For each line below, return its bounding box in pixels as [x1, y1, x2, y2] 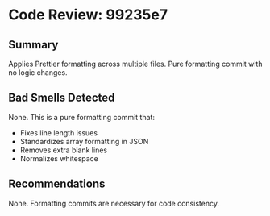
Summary [8, 38, 59, 52]
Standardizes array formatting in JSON [19, 136, 149, 146]
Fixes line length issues [19, 127, 98, 138]
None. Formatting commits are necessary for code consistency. [8, 198, 220, 208]
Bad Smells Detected [8, 91, 115, 105]
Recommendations [8, 177, 106, 191]
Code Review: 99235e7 [8, 6, 168, 24]
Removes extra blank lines [19, 145, 107, 155]
